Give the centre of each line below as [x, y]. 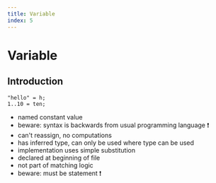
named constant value [50, 117]
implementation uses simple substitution [76, 150]
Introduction [35, 82]
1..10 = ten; [27, 104]
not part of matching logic [55, 165]
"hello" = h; [27, 98]
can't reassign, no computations [64, 135]
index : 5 [20, 20]
